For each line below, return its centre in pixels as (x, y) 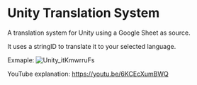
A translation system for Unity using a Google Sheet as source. (99, 33)
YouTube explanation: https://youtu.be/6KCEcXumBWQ (88, 74)
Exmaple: (21, 60)
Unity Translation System (84, 13)
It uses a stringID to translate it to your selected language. (92, 46)
